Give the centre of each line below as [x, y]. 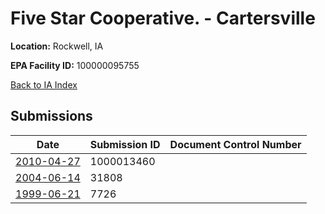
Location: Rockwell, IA [57, 46]
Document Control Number [235, 144]
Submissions [51, 116]
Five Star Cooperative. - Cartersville [163, 18]
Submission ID [125, 144]
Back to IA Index [44, 84]
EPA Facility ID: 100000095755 [75, 65]
